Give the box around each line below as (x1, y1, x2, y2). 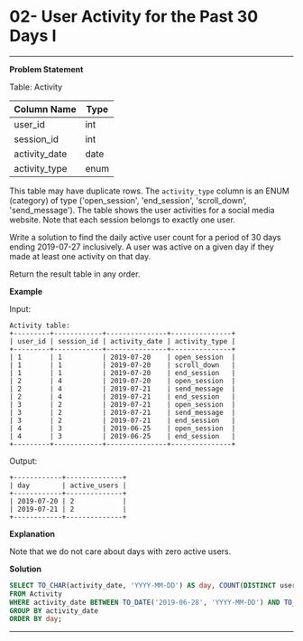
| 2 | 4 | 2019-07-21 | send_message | (9, 384, 236, 393)
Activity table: (9, 321, 70, 330)
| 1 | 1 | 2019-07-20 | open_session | (9, 353, 236, 362)
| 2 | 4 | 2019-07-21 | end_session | (9, 391, 236, 401)
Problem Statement (9, 63, 84, 74)
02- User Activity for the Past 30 (9, 6, 259, 27)
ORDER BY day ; (9, 615, 63, 624)
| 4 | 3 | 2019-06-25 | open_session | (9, 423, 236, 433)
